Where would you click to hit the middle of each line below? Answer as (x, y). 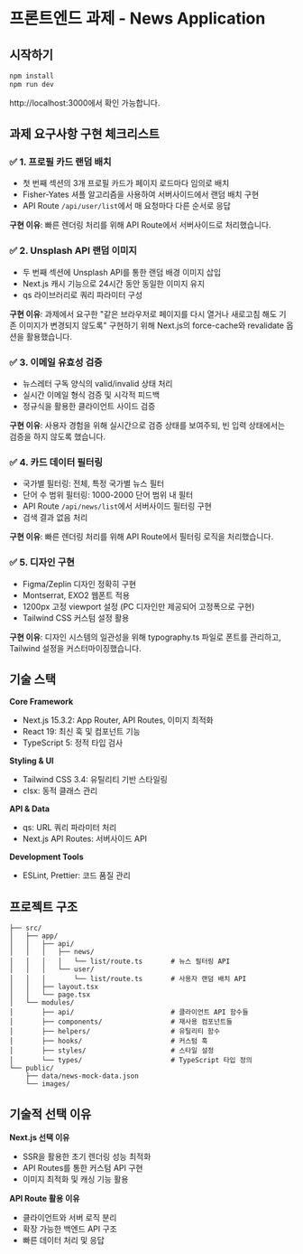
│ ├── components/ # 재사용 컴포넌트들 (121, 1022)
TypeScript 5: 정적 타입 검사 (73, 743)
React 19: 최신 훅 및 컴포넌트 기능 (82, 732)
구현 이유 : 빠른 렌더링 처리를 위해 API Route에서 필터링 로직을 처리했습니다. (141, 537)
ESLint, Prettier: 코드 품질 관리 (76, 875)
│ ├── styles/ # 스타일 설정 (112, 1051)
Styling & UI (32, 761)
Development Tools (46, 857)
